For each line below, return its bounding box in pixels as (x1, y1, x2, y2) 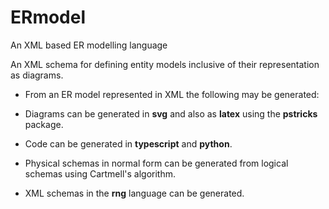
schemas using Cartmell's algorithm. (24, 167, 177, 180)
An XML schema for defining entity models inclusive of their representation (10, 58, 320, 70)
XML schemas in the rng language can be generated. (24, 187, 245, 199)
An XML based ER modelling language (10, 39, 168, 51)
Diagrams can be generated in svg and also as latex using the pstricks (24, 107, 318, 120)
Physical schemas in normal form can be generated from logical (24, 157, 289, 169)
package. (24, 118, 64, 130)
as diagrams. (10, 69, 64, 81)
